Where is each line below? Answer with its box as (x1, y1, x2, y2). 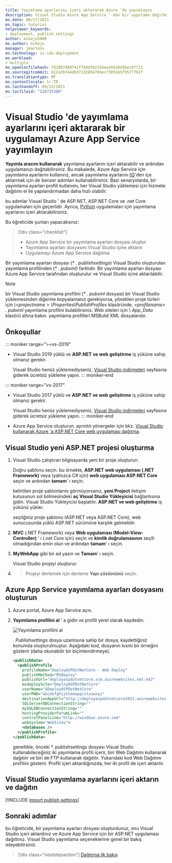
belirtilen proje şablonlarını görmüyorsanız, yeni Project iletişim (12, 488, 146, 494)
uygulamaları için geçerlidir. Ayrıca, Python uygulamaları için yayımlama (5, 204, 156, 210)
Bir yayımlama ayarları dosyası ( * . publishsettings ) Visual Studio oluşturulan (5, 260, 166, 266)
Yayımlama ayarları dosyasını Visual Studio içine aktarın (25, 244, 143, 251)
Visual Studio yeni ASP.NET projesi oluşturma (5, 443, 155, 452)
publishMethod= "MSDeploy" (22, 672, 78, 677)
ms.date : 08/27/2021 (5, 17, 50, 22)
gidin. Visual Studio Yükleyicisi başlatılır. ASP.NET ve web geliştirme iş (12, 499, 162, 505)
